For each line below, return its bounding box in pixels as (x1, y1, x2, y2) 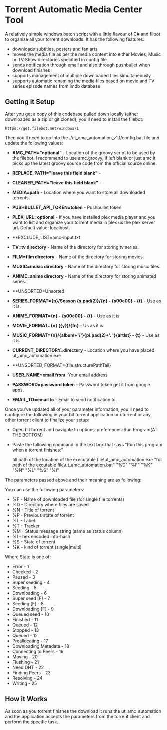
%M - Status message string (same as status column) (12, 528, 123, 534)
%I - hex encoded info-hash (12, 533, 71, 539)
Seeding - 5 (12, 584, 37, 591)
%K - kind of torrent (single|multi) (12, 544, 82, 550)
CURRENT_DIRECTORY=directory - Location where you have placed (12, 347, 155, 353)
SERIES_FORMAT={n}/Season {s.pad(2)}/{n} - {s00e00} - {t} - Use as (12, 298, 161, 304)
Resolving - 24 (12, 675, 43, 681)
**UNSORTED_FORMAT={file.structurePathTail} (12, 362, 111, 368)
